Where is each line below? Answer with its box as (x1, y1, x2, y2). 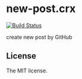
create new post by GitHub (6, 33, 72, 40)
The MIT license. (6, 67, 48, 74)
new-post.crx (6, 2, 76, 16)
